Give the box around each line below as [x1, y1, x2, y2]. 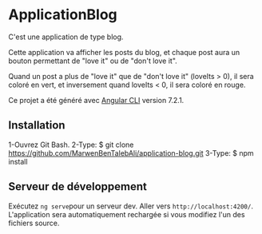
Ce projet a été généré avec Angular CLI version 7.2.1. [8, 95, 185, 105]
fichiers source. [8, 218, 60, 228]
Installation [8, 118, 65, 133]
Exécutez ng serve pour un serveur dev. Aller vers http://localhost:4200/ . [8, 201, 254, 211]
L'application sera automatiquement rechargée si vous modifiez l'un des [8, 209, 245, 219]
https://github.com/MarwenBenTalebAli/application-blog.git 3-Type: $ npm [8, 148, 254, 157]
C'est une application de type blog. [8, 32, 124, 42]
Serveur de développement [8, 180, 148, 193]
